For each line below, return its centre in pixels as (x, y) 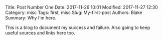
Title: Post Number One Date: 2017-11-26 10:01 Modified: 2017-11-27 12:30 (81, 7)
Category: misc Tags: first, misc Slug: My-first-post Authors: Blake (74, 12)
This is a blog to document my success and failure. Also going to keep (78, 27)
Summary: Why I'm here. (31, 18)
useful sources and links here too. (40, 33)
